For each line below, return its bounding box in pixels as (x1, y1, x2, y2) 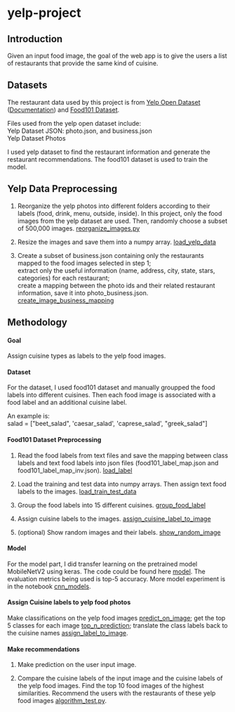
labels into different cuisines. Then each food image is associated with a (7, 391, 216, 399)
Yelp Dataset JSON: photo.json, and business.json (7, 127, 152, 135)
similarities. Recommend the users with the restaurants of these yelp (17, 689, 216, 697)
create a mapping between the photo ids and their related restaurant (17, 281, 215, 290)
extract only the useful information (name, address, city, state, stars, (17, 266, 215, 275)
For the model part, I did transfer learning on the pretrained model (7, 559, 198, 568)
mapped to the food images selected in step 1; (17, 259, 152, 267)
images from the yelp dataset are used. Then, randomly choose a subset (17, 216, 228, 225)
